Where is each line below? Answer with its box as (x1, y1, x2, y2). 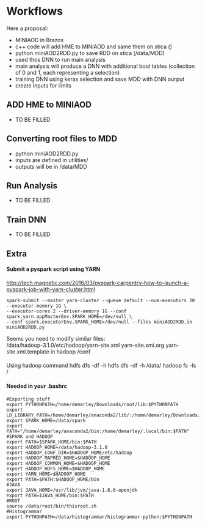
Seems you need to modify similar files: (6, 335, 106, 342)
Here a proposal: (6, 24, 49, 32)
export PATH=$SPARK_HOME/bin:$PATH (6, 439, 97, 445)
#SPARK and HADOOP (6, 433, 53, 440)
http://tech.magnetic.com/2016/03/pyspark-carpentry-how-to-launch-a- (6, 279, 190, 286)
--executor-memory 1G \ (6, 303, 67, 309)
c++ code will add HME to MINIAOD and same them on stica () (15, 43, 173, 50)
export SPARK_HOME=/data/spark (6, 417, 86, 423)
